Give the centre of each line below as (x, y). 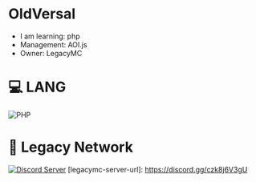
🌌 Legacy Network (71, 147)
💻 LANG (37, 87)
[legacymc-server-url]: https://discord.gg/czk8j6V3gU (158, 169)
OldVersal (42, 14)
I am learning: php (50, 36)
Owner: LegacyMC (51, 53)
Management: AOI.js (53, 44)
